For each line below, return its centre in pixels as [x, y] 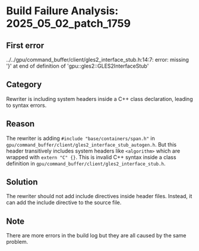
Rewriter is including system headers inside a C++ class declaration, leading [99, 99]
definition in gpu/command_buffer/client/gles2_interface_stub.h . [86, 163]
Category [24, 85]
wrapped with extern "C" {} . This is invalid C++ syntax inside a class [91, 157]
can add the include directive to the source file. [64, 202]
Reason [20, 124]
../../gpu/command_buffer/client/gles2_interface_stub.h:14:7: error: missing [97, 60]
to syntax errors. [26, 105]
